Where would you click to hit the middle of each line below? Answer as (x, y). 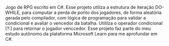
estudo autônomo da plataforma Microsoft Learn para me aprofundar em (81, 34)
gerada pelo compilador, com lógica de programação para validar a (76, 18)
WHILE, (13, 12)
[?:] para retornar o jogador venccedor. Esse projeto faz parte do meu (78, 28)
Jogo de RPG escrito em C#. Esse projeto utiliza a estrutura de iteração (80, 7)
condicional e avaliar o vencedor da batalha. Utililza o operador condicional (84, 23)
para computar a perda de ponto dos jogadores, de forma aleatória (92, 12)
